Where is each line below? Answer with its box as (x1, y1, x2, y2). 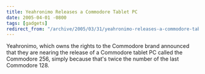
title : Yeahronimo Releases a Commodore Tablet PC (6, 8, 138, 15)
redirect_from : (6, 25, 45, 32)
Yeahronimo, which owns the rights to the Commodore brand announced (6, 42, 190, 50)
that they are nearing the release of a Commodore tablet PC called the (6, 49, 183, 56)
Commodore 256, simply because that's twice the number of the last (6, 55, 179, 62)
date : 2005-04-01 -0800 (6, 15, 67, 21)
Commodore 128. (6, 62, 50, 69)
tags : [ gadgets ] (6, 20, 48, 26)
